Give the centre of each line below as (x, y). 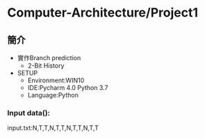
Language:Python (53, 95)
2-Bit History (46, 66)
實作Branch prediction (49, 58)
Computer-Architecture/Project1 (103, 13)
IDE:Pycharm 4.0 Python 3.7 (68, 87)
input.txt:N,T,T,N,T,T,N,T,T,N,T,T (53, 128)
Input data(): (29, 113)
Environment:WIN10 (56, 80)
